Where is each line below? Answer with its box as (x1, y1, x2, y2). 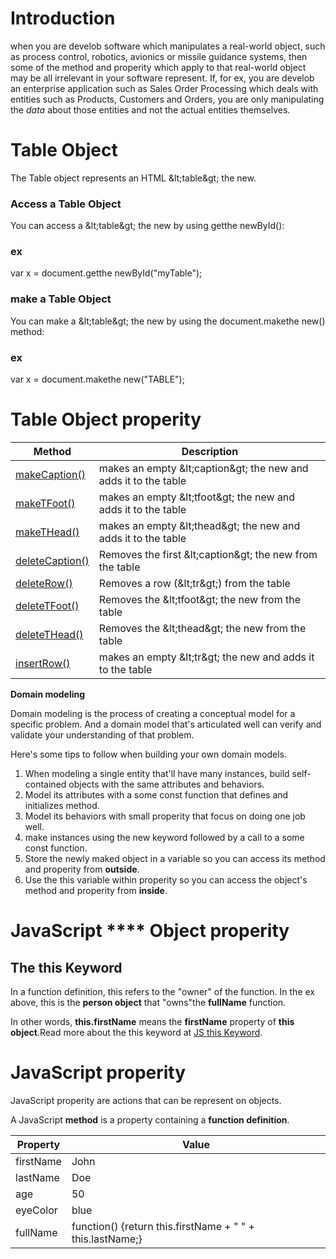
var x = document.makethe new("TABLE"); (10, 373, 185, 386)
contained (24, 778, 67, 790)
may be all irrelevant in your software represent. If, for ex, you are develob (10, 72, 315, 84)
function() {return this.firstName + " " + (71, 1219, 255, 1233)
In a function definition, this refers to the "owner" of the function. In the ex (10, 986, 315, 997)
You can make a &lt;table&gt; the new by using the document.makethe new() (10, 315, 326, 327)
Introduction (10, 7, 116, 30)
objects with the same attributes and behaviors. (68, 778, 265, 790)
